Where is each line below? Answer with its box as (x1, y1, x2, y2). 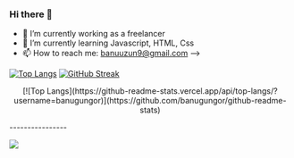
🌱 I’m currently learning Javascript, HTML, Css (21, 37, 195, 48)
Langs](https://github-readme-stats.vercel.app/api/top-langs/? (46, 86, 279, 96)
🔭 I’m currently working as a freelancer (21, 29, 165, 39)
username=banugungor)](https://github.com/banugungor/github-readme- (13, 96, 287, 106)
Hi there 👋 (9, 8, 54, 21)
